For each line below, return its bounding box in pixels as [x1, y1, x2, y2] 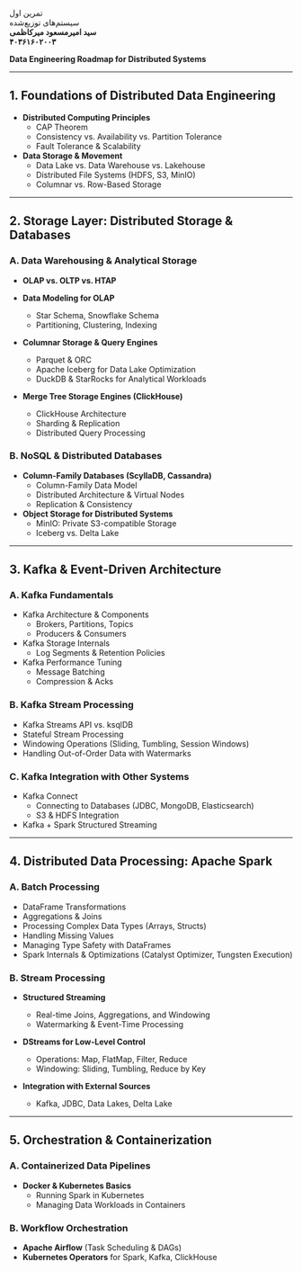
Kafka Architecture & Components [22, 609, 150, 620]
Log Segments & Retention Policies [35, 648, 165, 658]
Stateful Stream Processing [22, 729, 124, 739]
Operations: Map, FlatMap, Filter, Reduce [35, 1054, 188, 1065]
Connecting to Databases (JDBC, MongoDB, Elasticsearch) [35, 801, 254, 811]
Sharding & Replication [35, 417, 120, 428]
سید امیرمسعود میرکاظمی [9, 27, 97, 37]
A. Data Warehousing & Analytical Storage [9, 255, 198, 267]
